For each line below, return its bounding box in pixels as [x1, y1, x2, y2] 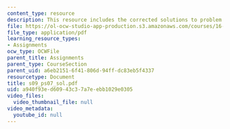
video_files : [7, 93, 44, 100]
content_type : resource [7, 10, 75, 17]
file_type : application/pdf [7, 29, 88, 36]
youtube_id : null [13, 111, 63, 118]
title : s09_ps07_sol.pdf [7, 80, 78, 87]
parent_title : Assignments [7, 55, 84, 61]
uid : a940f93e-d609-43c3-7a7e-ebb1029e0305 [7, 86, 133, 93]
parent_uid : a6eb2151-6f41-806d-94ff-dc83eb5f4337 [7, 67, 155, 74]
